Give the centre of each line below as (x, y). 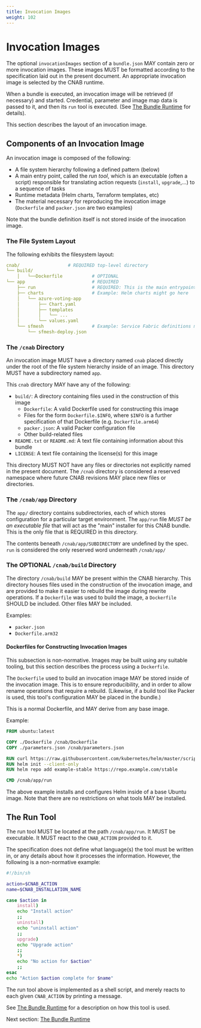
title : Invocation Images (38, 12)
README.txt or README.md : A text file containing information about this (99, 441)
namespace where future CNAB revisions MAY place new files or (86, 478)
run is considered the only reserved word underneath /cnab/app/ (86, 550)
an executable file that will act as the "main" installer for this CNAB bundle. (98, 525)
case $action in (26, 900)
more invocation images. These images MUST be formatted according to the (100, 70)
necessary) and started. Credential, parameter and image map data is (92, 101)
